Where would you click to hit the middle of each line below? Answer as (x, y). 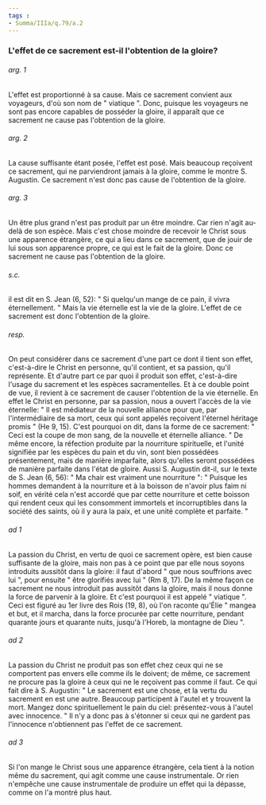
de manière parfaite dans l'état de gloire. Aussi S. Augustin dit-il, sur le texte (133, 469)
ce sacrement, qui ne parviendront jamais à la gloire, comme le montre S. (128, 171)
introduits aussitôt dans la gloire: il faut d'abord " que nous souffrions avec (130, 571)
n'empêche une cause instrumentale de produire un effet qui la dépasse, (127, 784)
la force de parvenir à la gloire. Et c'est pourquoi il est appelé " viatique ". (127, 596)
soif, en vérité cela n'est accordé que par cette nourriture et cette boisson (129, 494)
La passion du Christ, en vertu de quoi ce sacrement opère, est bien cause (130, 554)
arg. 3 (18, 198)
